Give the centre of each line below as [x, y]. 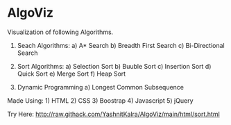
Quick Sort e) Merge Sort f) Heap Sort [71, 74]
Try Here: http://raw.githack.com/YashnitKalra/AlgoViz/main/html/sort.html [113, 114]
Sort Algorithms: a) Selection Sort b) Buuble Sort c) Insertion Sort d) [114, 66]
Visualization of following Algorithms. [60, 32]
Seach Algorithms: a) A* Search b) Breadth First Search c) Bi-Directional [121, 45]
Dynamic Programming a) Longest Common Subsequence [101, 87]
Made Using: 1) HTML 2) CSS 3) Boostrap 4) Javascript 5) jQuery [100, 100]
